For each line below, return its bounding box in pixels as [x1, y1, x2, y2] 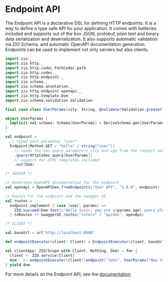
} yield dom [5, 262, 30, 268]
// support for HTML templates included [14, 157, 99, 163]
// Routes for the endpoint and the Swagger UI [5, 194, 106, 199]
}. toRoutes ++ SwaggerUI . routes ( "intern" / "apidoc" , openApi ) [9, 212, 144, 218]
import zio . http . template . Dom [5, 93, 68, 98]
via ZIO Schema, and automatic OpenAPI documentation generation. [5, 41, 146, 47]
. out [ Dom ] [14, 162, 35, 167]
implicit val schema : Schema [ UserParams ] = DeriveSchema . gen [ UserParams [9, 121, 164, 126]
